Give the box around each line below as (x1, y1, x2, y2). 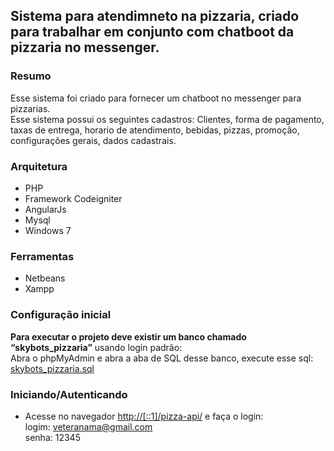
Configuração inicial (10, 308, 112, 322)
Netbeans (24, 272, 66, 284)
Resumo (10, 69, 52, 83)
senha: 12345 (24, 431, 81, 443)
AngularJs (24, 203, 67, 215)
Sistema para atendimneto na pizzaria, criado (10, 8, 300, 25)
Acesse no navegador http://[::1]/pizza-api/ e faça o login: (24, 410, 264, 422)
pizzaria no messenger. (10, 39, 160, 56)
